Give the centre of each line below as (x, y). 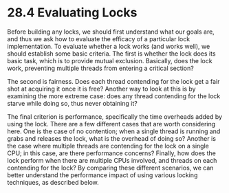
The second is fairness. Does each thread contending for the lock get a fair (113, 81)
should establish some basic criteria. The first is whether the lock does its (111, 54)
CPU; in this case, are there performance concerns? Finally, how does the (112, 153)
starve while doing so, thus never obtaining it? (72, 103)
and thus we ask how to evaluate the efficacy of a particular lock (99, 38)
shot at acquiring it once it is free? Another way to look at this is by (101, 89)
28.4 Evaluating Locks (72, 13)
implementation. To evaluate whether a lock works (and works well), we (109, 46)
